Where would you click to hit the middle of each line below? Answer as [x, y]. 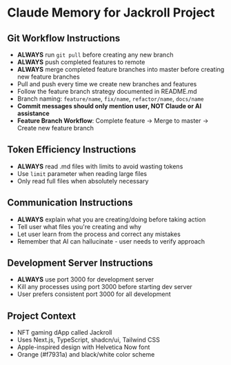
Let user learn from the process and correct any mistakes [99, 234]
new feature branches [49, 77]
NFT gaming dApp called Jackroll [64, 333]
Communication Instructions [70, 203]
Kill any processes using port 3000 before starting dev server [105, 287]
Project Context [41, 316]
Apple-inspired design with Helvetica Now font [83, 347]
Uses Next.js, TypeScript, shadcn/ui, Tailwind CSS [88, 340]
